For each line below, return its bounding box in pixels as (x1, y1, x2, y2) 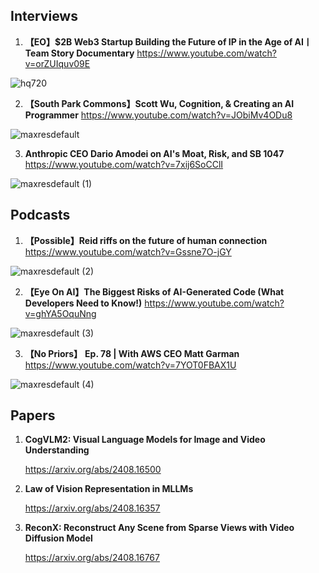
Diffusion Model (24, 532, 93, 544)
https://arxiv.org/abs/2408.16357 (24, 502, 161, 514)
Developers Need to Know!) (24, 297, 143, 309)
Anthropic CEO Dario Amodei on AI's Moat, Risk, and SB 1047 (24, 147, 285, 159)
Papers (10, 407, 56, 424)
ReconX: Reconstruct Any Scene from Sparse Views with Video (24, 522, 295, 534)
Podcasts (10, 207, 71, 224)
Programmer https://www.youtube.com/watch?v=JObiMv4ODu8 (24, 109, 293, 121)
